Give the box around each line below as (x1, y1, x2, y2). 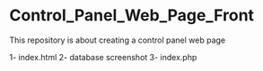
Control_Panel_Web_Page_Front (9, 5, 254, 26)
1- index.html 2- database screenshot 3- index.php (9, 51, 197, 62)
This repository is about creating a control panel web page (9, 35, 226, 45)
